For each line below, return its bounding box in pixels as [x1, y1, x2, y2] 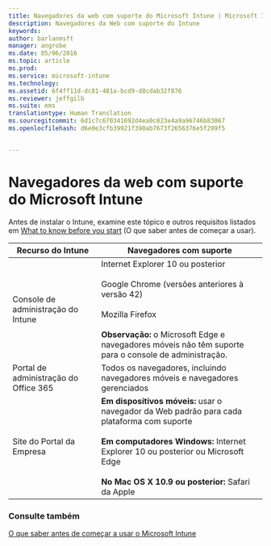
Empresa [12, 445, 46, 456]
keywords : [8, 27, 42, 35]
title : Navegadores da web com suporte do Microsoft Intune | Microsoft [8, 11, 258, 20]
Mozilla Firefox [100, 308, 157, 319]
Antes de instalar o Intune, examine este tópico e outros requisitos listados [8, 217, 256, 227]
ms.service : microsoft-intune [8, 72, 110, 80]
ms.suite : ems [8, 102, 56, 110]
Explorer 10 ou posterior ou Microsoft [100, 445, 244, 456]
